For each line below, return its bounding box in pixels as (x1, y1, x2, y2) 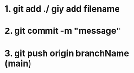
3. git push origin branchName (4, 47, 129, 58)
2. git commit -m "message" (4, 26, 121, 37)
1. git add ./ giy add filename (4, 3, 120, 15)
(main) (4, 58, 32, 69)
